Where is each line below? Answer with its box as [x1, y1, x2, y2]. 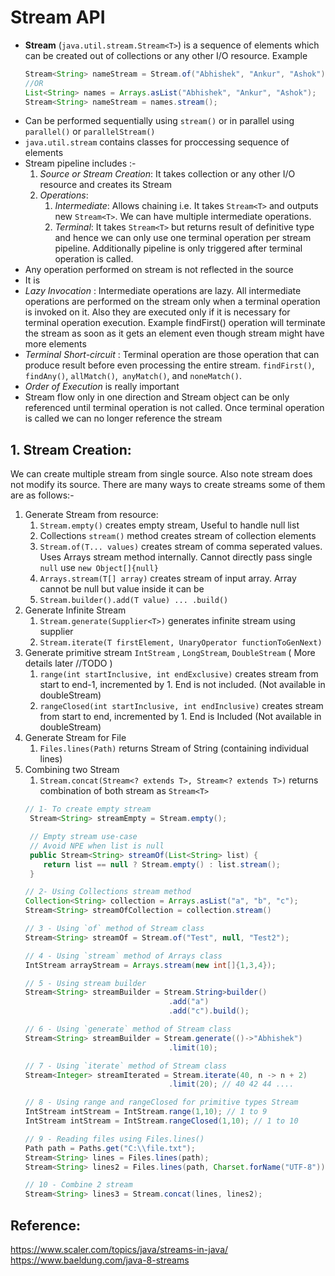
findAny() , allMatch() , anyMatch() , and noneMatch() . [24, 370, 243, 382]
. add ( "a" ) [168, 997, 210, 1007]
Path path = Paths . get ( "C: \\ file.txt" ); [24, 1143, 196, 1153]
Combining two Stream [24, 764, 120, 776]
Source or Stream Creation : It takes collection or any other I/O [39, 168, 296, 180]
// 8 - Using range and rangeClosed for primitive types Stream [24, 1097, 299, 1108]
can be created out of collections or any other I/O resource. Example [24, 49, 308, 61]
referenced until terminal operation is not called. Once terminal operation [24, 402, 325, 414]
